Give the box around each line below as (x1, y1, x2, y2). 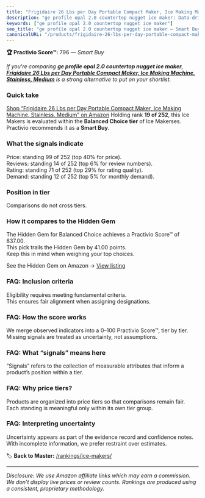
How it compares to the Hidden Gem (6, 217, 116, 226)
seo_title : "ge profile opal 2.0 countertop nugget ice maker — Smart (6, 26, 190, 32)
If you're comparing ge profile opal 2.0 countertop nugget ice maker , (6, 63, 184, 70)
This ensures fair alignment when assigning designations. (6, 297, 151, 305)
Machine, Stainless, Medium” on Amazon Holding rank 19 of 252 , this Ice (6, 111, 190, 119)
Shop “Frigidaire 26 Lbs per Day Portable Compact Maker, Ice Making (6, 105, 182, 112)
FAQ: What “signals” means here (6, 348, 106, 357)
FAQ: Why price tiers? (6, 384, 73, 393)
